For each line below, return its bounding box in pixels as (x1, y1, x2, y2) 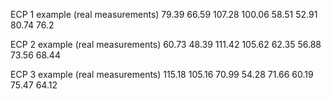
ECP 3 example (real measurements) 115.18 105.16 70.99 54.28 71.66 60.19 (10, 69, 314, 80)
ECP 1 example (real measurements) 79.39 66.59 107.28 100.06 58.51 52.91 (10, 9, 318, 20)
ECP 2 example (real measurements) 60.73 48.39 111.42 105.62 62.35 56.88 (10, 39, 322, 50)
